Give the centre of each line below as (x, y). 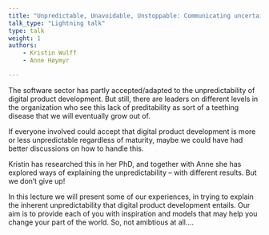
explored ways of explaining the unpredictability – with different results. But (133, 172)
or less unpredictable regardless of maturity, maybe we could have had (126, 140)
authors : (23, 46)
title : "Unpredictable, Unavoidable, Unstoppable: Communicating (119, 16)
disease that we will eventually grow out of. (79, 115)
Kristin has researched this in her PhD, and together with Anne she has (125, 164)
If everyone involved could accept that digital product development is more (132, 131)
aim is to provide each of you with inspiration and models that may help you (133, 213)
